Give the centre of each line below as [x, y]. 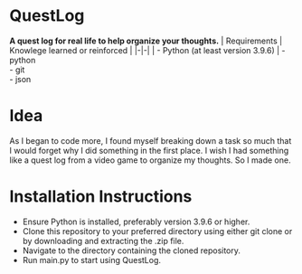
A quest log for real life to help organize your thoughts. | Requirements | [146, 41]
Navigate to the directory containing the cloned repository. [132, 250]
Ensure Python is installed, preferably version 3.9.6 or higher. [136, 222]
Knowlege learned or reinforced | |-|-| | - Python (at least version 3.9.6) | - [148, 50]
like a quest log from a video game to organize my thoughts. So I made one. [150, 160]
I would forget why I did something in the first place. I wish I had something [149, 150]
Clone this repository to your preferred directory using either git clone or [157, 231]
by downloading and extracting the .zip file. [103, 241]
